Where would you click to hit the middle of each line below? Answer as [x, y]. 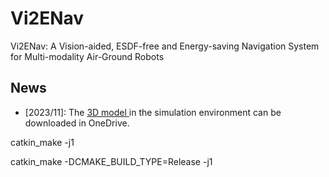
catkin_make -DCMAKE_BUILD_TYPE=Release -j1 [111, 161]
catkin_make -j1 [42, 142]
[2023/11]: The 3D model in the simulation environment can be [153, 112]
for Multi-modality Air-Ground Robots [87, 56]
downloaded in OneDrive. [77, 123]
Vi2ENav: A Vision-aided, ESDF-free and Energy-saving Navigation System [165, 46]
